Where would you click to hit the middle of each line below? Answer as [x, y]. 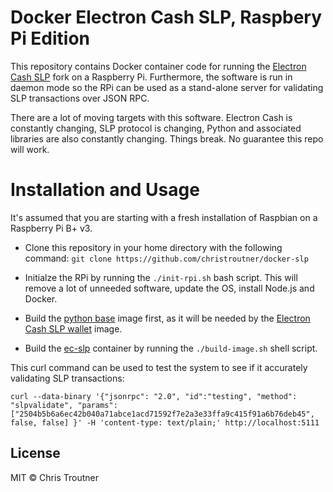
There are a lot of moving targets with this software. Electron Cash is [151, 117]
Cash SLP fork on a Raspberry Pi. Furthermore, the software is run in [151, 77]
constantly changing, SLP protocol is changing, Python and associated [156, 128]
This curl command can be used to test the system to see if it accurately [159, 367]
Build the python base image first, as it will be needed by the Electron [167, 318]
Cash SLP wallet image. [73, 328]
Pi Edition [50, 38]
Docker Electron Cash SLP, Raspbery [166, 17]
